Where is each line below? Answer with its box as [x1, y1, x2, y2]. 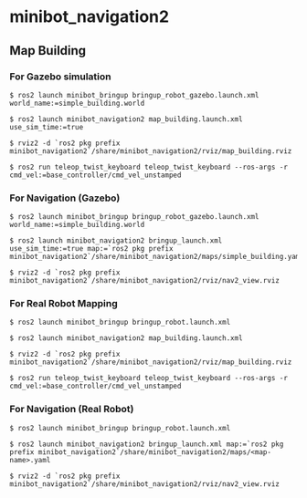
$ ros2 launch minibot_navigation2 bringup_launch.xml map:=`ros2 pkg [9, 440, 284, 449]
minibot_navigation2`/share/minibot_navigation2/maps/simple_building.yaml [9, 253, 304, 262]
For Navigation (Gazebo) [9, 192, 121, 204]
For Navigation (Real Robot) [9, 403, 134, 416]
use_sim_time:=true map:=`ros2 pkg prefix [9, 244, 174, 254]
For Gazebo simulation [9, 70, 111, 83]
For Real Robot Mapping [9, 297, 119, 310]
